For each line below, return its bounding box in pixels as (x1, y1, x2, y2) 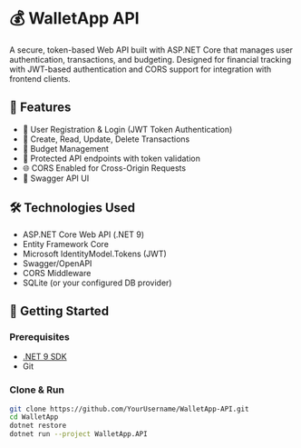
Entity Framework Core (22, 238, 109, 249)
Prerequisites (9, 330, 70, 343)
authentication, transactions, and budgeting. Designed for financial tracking (9, 54, 292, 65)
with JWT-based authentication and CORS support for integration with (9, 64, 272, 75)
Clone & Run (9, 383, 65, 396)
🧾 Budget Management (22, 143, 109, 154)
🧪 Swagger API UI (22, 173, 90, 184)
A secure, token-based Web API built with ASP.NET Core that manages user (9, 44, 293, 55)
